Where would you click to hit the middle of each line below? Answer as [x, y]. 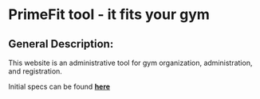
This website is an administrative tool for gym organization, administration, [130, 63]
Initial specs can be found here [59, 86]
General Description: [61, 44]
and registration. [35, 71]
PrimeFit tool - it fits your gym [109, 15]
